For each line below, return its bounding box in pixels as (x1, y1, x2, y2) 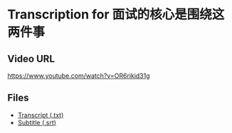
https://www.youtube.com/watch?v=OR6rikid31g (7, 71, 151, 80)
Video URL (7, 52, 56, 64)
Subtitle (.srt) (17, 118, 57, 127)
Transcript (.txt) (17, 110, 64, 119)
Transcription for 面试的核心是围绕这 (7, 6, 225, 23)
